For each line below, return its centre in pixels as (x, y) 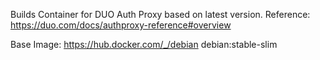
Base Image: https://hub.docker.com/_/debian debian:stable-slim (144, 44)
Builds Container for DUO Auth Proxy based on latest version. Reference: (160, 14)
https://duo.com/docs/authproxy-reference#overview (121, 25)
